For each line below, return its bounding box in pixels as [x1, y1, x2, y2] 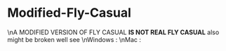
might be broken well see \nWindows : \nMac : [7, 35, 142, 43]
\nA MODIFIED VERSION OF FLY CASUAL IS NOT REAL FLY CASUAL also [7, 28, 220, 36]
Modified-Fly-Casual [7, 5, 131, 21]
